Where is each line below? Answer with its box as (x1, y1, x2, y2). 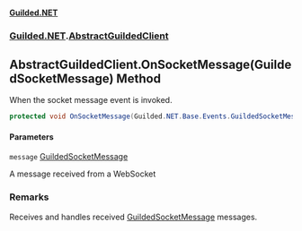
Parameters (9, 131, 54, 142)
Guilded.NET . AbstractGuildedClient (9, 30, 169, 42)
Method (116, 71, 162, 86)
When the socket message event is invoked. (9, 95, 173, 106)
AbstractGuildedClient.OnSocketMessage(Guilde (9, 56, 292, 72)
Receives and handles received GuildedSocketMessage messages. (9, 211, 258, 222)
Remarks (9, 191, 49, 203)
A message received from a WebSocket (9, 168, 156, 179)
